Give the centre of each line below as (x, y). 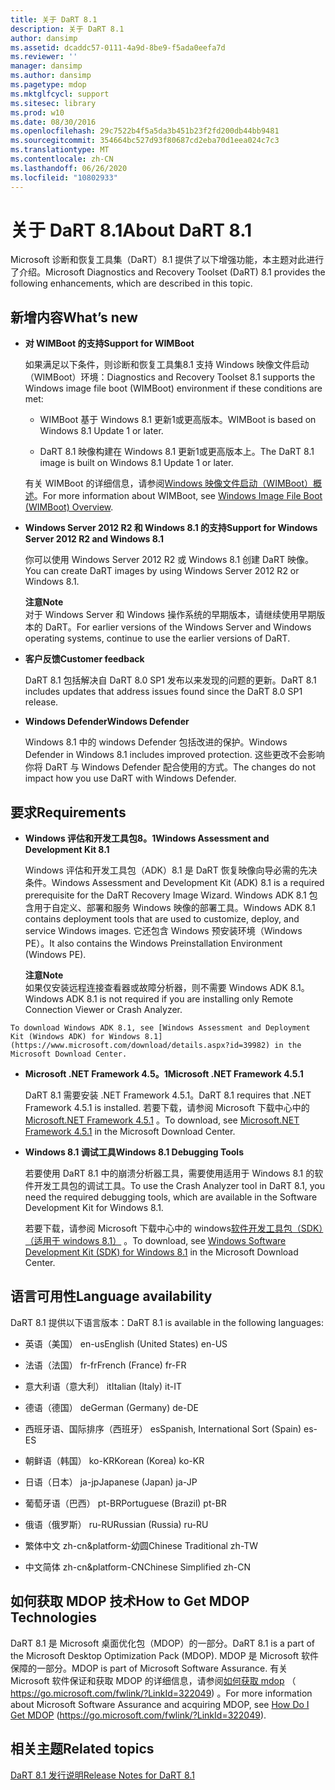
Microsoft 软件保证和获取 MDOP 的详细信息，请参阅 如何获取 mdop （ (153, 1680)
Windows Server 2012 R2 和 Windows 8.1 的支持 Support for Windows (171, 528)
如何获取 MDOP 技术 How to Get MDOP (130, 1601)
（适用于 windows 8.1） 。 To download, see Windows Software (155, 1241)
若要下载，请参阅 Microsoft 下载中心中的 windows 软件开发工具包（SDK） (174, 1228)
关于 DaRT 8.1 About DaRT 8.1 (131, 230)
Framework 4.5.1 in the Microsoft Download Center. (130, 1132)
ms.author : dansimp (51, 76)
